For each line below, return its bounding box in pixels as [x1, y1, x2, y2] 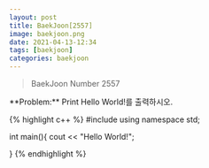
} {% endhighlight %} [9, 149, 87, 159]
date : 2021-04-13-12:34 [9, 37, 97, 47]
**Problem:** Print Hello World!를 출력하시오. [9, 96, 174, 107]
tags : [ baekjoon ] [9, 46, 74, 55]
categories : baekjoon [9, 54, 89, 63]
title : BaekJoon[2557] [9, 21, 93, 30]
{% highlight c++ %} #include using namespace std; [9, 114, 201, 125]
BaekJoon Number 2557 [30, 79, 120, 88]
